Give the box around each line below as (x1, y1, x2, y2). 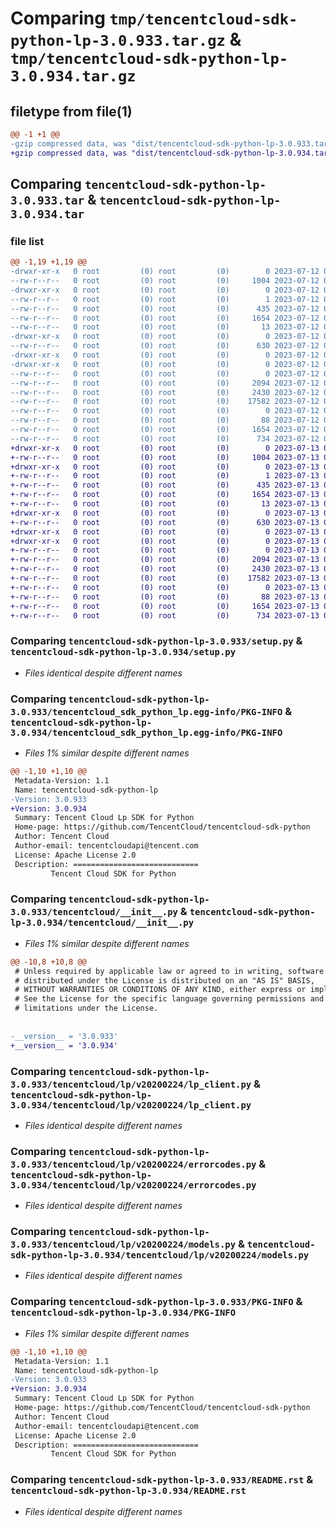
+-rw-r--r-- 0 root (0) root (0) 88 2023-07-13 (10, 592, 320, 602)
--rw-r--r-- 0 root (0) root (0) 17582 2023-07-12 (10, 397, 320, 407)
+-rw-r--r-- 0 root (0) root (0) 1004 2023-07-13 (10, 452, 320, 462)
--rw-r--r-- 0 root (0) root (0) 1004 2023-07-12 (10, 276, 320, 286)
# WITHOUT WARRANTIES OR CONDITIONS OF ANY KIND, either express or (14, 985, 307, 995)
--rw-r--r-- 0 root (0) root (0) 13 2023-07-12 (10, 322, 320, 332)
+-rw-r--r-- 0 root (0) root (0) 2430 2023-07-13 (10, 564, 320, 574)
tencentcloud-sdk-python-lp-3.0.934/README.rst (10, 1485, 247, 1497)
